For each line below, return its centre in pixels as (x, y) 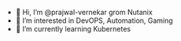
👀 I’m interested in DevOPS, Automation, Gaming (94, 20)
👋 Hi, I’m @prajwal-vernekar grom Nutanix (84, 12)
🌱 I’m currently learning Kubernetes (73, 29)
